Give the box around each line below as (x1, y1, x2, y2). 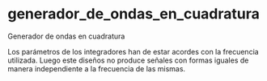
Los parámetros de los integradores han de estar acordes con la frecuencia (7, 47, 260, 56)
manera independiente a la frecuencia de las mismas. (7, 63, 186, 73)
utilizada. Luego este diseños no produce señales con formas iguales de (7, 55, 249, 65)
